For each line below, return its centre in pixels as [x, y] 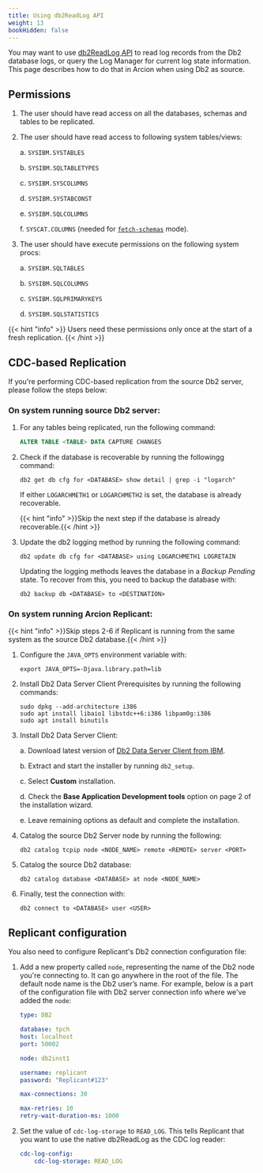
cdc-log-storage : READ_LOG [79, 1161]
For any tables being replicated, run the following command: [117, 428]
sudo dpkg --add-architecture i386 [78, 707]
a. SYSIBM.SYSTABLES [52, 153]
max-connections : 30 [53, 1094]
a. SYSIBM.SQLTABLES [52, 268]
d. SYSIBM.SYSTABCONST [56, 198]
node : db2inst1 [45, 1058]
